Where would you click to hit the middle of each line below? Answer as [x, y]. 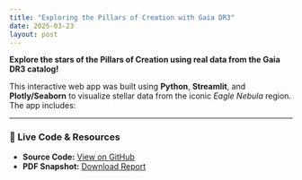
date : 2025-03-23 [42, 26]
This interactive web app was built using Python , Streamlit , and [128, 87]
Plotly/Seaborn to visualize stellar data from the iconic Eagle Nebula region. [151, 96]
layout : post [34, 34]
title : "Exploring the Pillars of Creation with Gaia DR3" [122, 17]
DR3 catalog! [34, 69]
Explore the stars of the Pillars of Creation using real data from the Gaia [145, 60]
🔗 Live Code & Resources [65, 137]
